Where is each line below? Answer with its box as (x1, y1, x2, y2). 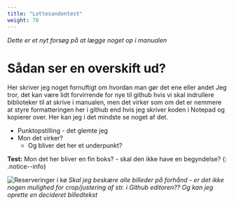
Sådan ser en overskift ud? (7, 60, 166, 76)
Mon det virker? (17, 134, 64, 142)
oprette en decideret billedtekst (7, 191, 98, 199)
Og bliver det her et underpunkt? (27, 141, 123, 150)
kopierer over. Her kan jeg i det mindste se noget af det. (7, 113, 168, 122)
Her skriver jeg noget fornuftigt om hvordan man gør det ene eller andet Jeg (7, 83, 227, 91)
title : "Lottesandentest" (7, 10, 83, 17)
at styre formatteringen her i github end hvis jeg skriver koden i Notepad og (7, 105, 226, 114)
